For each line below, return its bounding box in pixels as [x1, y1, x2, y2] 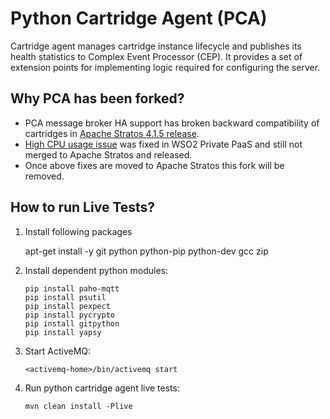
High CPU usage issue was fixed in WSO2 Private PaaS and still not [24, 138, 303, 150]
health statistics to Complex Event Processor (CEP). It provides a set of [10, 50, 303, 62]
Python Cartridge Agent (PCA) [10, 7, 268, 30]
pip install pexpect [24, 301, 111, 311]
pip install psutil [24, 292, 107, 302]
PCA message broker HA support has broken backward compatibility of [24, 117, 320, 129]
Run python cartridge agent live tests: [24, 382, 180, 394]
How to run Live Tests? [10, 199, 156, 216]
